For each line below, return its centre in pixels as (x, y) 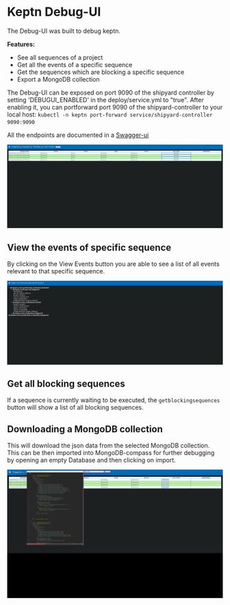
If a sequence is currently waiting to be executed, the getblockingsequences (114, 400)
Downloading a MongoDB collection (85, 429)
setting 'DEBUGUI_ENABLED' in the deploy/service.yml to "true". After (105, 99)
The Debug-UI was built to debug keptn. (64, 31)
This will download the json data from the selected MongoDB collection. (108, 445)
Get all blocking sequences (66, 383)
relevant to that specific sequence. (56, 271)
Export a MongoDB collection (59, 79)
